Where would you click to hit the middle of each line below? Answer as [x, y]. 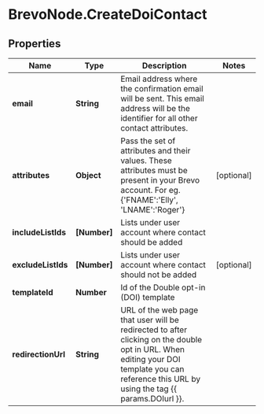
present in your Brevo [160, 180]
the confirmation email [162, 89]
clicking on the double [161, 340]
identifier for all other [159, 118]
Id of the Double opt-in [163, 287]
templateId [33, 292]
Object [88, 175]
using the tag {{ [149, 389]
